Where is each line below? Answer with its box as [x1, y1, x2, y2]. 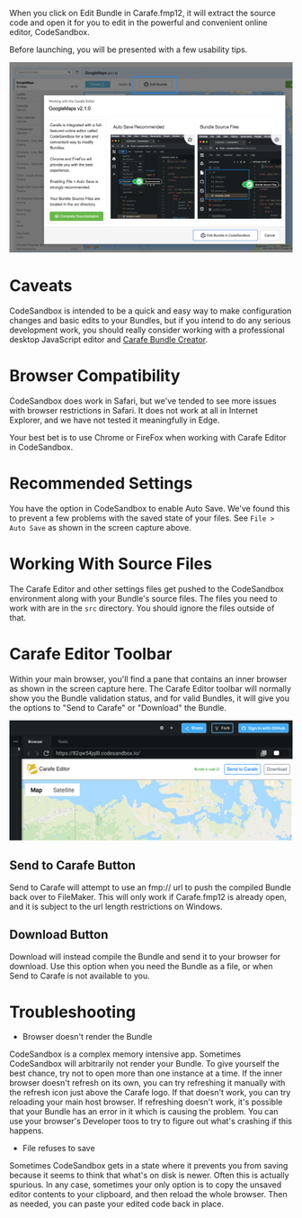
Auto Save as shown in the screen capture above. [9, 522, 191, 532]
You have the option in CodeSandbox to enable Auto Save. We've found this [9, 503, 290, 514]
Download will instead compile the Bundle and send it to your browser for [9, 950, 281, 962]
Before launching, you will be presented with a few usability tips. [9, 44, 248, 55]
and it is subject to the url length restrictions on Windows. [9, 901, 223, 912]
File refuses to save [22, 1143, 96, 1154]
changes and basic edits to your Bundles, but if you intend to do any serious [9, 315, 291, 326]
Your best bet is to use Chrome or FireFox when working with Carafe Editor [9, 432, 287, 442]
